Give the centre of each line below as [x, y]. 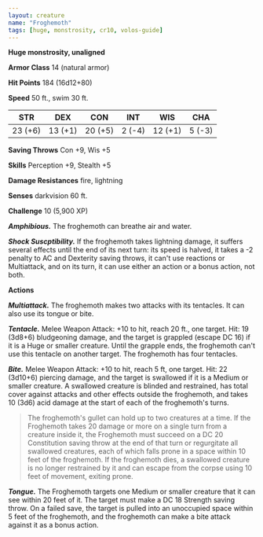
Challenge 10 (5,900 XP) [48, 211]
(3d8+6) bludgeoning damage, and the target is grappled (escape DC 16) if [130, 337]
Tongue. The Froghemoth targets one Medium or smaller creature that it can [132, 491]
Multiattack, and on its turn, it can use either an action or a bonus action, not [131, 267]
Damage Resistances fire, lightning [66, 181]
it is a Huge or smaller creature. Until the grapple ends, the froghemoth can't [132, 346]
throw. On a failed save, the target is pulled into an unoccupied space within [131, 509]
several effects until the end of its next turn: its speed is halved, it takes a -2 [131, 250]
